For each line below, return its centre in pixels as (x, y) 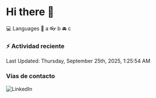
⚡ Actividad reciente (36, 46)
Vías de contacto (31, 76)
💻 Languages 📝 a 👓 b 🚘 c (39, 28)
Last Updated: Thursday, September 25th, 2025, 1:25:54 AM (78, 61)
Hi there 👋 (30, 12)
